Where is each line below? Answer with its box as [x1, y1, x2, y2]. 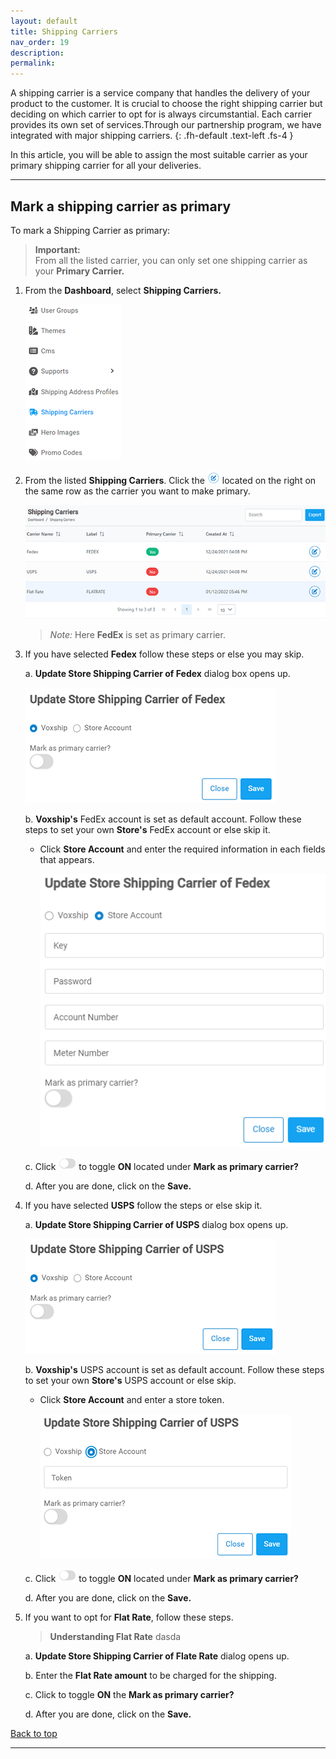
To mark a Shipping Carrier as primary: [10, 224, 171, 236]
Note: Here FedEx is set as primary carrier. [49, 629, 226, 641]
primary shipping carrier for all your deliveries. [10, 160, 202, 172]
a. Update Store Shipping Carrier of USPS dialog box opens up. [24, 1219, 289, 1231]
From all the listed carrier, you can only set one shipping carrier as [34, 254, 308, 266]
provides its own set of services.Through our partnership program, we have [10, 119, 322, 131]
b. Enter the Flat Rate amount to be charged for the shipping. [24, 1670, 277, 1682]
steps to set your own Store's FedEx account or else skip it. [24, 824, 271, 836]
